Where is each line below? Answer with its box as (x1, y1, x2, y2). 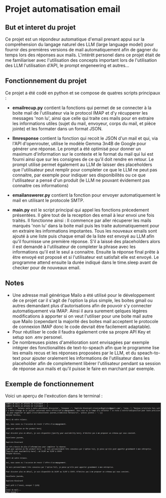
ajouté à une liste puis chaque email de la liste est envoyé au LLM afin (12, 233, 155, 239)
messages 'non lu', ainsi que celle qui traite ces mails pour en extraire (12, 115, 154, 121)
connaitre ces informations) (12, 182, 69, 188)
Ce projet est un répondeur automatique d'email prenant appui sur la (5, 36, 145, 42)
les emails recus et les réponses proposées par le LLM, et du (12, 350, 137, 356)
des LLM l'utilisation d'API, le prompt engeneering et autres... (5, 63, 129, 68)
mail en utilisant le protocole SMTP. (12, 197, 84, 203)
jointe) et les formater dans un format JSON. (12, 125, 103, 131)
